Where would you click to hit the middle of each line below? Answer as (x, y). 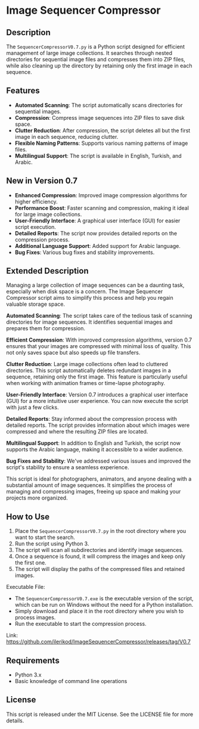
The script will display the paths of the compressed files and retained (100, 569)
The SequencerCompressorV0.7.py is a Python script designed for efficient (95, 46)
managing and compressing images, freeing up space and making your (94, 492)
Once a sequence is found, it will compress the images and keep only (100, 556)
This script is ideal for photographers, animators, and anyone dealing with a (99, 479)
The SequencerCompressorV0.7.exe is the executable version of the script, (104, 598)
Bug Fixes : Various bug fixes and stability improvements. (85, 252)
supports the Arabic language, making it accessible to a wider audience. (95, 449)
